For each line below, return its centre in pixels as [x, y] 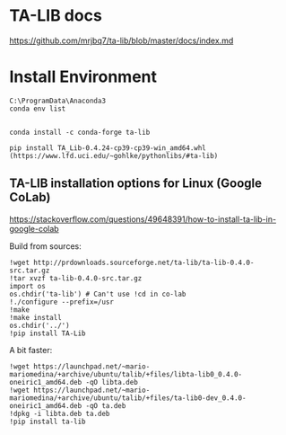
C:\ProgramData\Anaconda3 [57, 101]
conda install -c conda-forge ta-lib [80, 132]
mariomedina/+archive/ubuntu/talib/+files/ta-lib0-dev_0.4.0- [128, 398]
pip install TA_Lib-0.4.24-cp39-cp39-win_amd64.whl [108, 148]
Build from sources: [46, 246]
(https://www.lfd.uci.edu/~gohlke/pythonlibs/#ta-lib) [114, 155]
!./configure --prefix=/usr [62, 302]
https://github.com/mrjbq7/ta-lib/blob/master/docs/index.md [121, 40]
